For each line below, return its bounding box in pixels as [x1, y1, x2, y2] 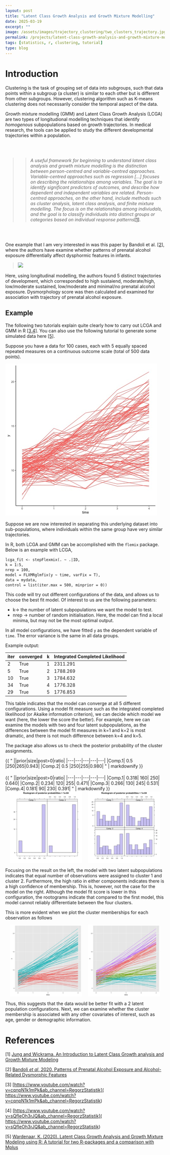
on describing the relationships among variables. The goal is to [30, 179, 163, 185]
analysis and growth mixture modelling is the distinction [30, 163, 147, 169]
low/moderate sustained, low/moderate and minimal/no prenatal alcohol [5, 283, 155, 289]
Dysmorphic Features [22, 1072, 67, 1078]
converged [19, 653, 42, 660]
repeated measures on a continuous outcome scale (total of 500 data [5, 348, 150, 354]
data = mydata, [5, 577, 37, 583]
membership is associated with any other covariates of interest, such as [5, 1011, 155, 1018]
